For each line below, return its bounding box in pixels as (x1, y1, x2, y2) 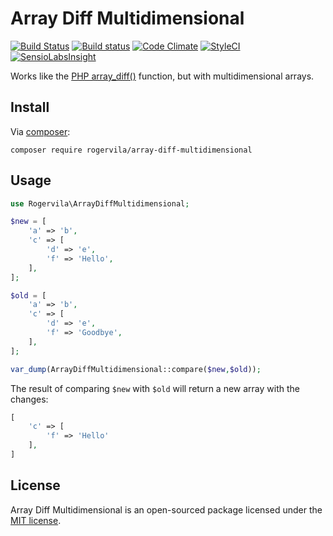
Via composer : (10, 125, 71, 137)
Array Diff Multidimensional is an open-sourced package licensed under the (10, 503, 323, 516)
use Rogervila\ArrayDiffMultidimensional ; (10, 198, 190, 209)
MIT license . (10, 514, 62, 526)
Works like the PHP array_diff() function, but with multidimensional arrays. (10, 70, 315, 82)
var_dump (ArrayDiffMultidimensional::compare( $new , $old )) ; (10, 364, 262, 374)
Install (10, 99, 50, 116)
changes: (10, 393, 49, 405)
